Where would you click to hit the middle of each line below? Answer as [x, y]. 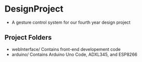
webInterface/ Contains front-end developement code [66, 49]
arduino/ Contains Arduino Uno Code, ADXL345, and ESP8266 [74, 54]
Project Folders [28, 38]
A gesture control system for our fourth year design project [71, 22]
